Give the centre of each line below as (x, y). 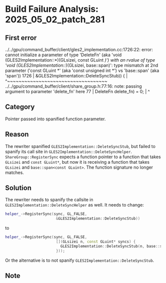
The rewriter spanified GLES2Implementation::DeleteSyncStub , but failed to (80, 146)
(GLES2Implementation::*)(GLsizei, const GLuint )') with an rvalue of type (80, 60)
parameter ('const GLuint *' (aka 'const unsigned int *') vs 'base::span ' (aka (82, 71)
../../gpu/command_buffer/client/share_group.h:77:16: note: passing (74, 86)
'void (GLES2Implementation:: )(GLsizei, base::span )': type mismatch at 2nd (82, 65)
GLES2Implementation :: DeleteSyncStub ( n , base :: (110, 246)
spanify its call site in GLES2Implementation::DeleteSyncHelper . (69, 151)
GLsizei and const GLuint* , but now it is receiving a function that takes (77, 162)
